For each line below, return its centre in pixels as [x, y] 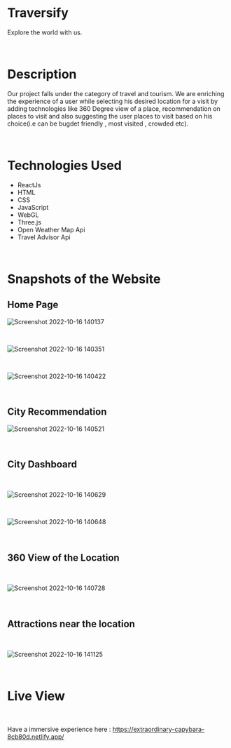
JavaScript [33, 207]
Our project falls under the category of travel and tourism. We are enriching [116, 93]
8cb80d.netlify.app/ [36, 737]
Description [42, 74]
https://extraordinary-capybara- [159, 729]
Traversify [38, 13]
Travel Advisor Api [44, 237]
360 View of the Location [64, 557]
